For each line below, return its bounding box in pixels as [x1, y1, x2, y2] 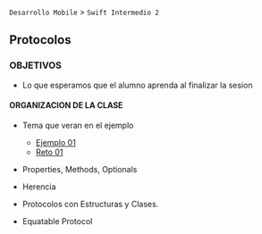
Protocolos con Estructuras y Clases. [21, 198, 159, 209]
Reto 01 [35, 146, 63, 157]
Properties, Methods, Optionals [21, 163, 138, 174]
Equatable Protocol [21, 215, 93, 226]
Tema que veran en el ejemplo [21, 120, 134, 130]
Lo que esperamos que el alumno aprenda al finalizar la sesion [21, 79, 253, 90]
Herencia [21, 181, 56, 192]
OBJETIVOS [9, 59, 63, 71]
